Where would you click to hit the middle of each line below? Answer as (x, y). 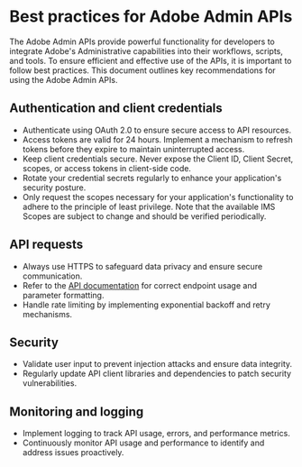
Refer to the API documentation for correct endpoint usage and (140, 285)
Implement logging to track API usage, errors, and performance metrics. (156, 434)
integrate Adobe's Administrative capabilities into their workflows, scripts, (146, 50)
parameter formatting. (63, 295)
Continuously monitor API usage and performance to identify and (143, 443)
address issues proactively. (73, 453)
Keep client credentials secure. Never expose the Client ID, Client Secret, (158, 159)
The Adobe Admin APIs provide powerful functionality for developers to (142, 41)
